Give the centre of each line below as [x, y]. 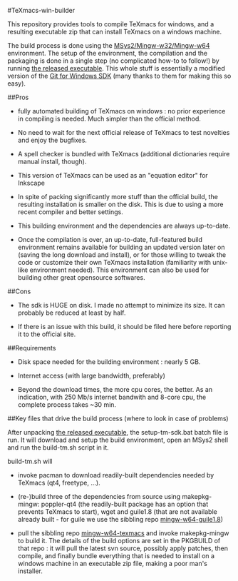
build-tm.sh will [30, 461]
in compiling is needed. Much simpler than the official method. [109, 118]
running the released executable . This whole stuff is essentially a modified [117, 68]
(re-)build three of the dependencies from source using [99, 496]
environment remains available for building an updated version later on [121, 247]
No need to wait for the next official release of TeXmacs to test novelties [124, 132]
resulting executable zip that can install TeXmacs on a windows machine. [115, 32]
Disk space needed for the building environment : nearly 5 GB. [109, 362]
